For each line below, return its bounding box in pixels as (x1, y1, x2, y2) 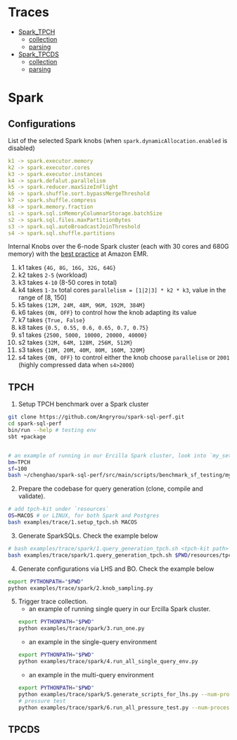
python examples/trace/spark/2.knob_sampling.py (8, 584, 153, 592)
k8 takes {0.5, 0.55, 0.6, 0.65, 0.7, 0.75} (18, 323, 149, 332)
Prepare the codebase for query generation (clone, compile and (18, 484, 203, 493)
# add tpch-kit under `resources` (8, 505, 110, 513)
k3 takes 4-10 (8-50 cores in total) (18, 278, 117, 287)
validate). (18, 492, 46, 500)
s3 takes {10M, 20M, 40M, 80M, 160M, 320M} (18, 346, 146, 354)
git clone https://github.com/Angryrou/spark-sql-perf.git (8, 414, 185, 421)
